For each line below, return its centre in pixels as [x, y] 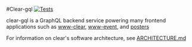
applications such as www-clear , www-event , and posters [78, 27]
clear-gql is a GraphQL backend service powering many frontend [86, 20]
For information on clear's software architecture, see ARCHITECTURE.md [96, 38]
